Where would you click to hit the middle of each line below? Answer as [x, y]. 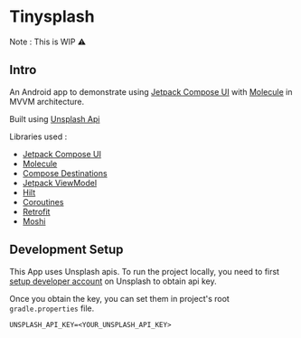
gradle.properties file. [52, 308]
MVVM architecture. [47, 101]
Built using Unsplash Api [55, 118]
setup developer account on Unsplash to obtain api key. [113, 281]
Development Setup [66, 250]
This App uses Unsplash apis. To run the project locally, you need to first [145, 271]
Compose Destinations [65, 173]
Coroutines [43, 202]
